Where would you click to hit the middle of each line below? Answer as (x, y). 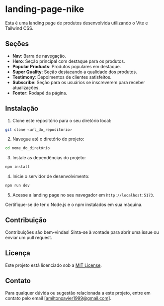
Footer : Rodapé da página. (40, 93)
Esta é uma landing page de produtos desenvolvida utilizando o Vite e (77, 23)
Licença (18, 253)
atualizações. (26, 88)
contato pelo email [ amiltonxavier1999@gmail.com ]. (58, 298)
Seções (17, 44)
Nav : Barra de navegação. (39, 56)
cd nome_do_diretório (28, 148)
